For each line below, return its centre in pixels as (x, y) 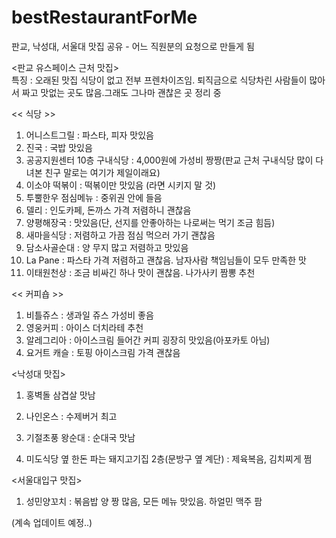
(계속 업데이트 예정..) (52, 522)
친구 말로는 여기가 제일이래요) (102, 172)
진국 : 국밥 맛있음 (59, 147)
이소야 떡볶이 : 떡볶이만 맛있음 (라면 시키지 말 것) (121, 185)
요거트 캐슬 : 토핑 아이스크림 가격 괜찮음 (103, 352)
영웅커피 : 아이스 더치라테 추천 (84, 327)
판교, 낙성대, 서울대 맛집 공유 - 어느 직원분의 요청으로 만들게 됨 (133, 46)
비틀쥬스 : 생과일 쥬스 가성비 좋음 (89, 315)
